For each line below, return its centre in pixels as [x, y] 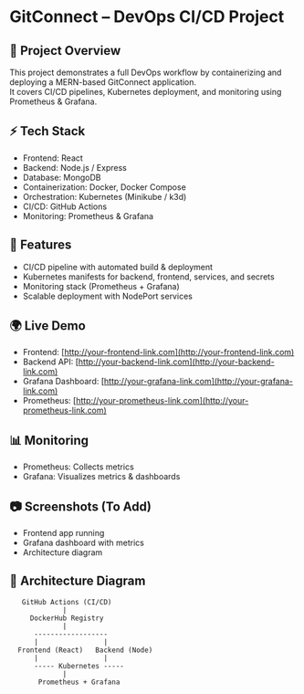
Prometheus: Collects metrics [78, 467]
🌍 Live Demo [48, 326]
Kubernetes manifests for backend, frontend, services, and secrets [149, 277]
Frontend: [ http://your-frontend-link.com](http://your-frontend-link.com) [158, 352]
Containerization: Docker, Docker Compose [105, 187]
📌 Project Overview [65, 51]
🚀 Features [41, 245]
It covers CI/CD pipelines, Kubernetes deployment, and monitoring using [146, 92]
